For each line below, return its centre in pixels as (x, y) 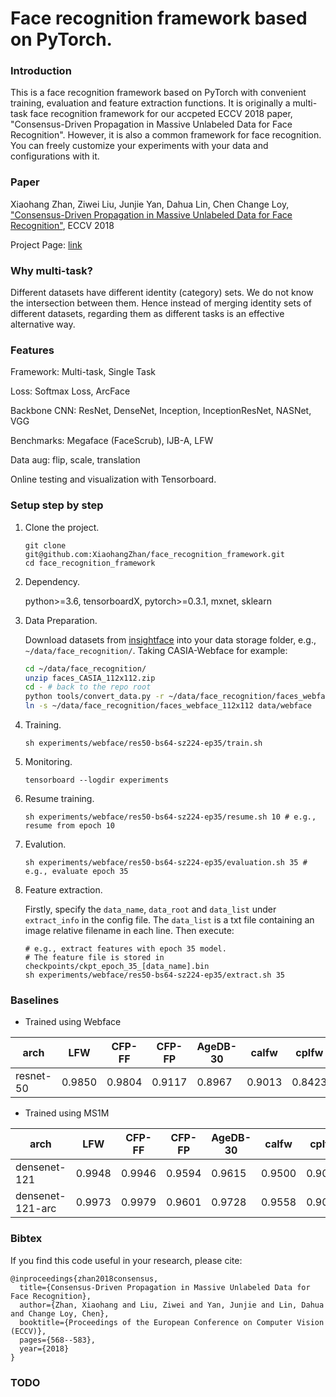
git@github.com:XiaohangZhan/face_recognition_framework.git (155, 554)
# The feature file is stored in (94, 958)
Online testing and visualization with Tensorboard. (113, 479)
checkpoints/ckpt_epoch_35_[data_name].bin (117, 967)
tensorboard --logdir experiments (96, 780)
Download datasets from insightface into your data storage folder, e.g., (170, 639)
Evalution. (45, 844)
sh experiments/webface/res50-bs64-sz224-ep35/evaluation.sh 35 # (166, 863)
